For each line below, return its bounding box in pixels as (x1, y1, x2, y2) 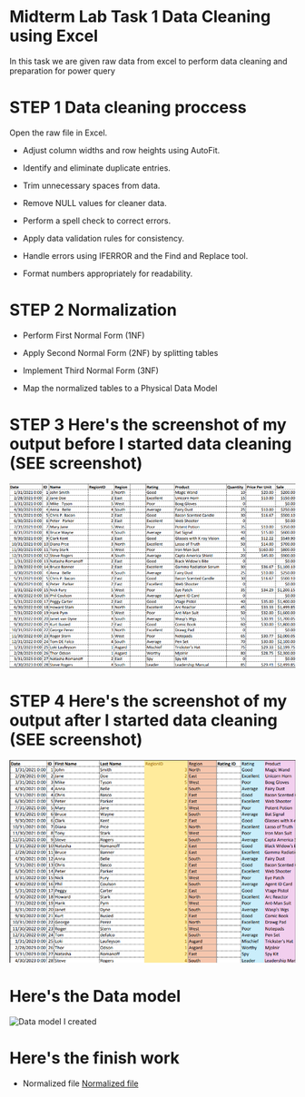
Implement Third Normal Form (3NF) (22, 365, 159, 376)
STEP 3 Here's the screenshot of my (9, 415, 288, 435)
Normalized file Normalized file (22, 1078, 139, 1089)
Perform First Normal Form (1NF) (22, 330, 145, 341)
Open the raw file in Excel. (9, 127, 108, 138)
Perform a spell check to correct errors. (22, 215, 172, 226)
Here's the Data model (9, 986, 182, 1007)
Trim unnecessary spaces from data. (22, 180, 161, 191)
